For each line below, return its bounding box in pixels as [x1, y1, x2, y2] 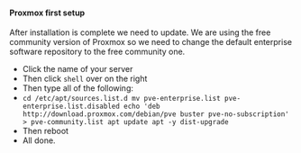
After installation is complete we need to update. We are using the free [9, 27, 271, 38]
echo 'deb [123, 102, 160, 112]
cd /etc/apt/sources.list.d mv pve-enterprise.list [22, 94, 221, 103]
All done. [22, 135, 56, 146]
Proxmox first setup [9, 7, 86, 18]
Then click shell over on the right [22, 73, 148, 85]
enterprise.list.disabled [22, 102, 120, 112]
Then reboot [22, 126, 69, 137]
